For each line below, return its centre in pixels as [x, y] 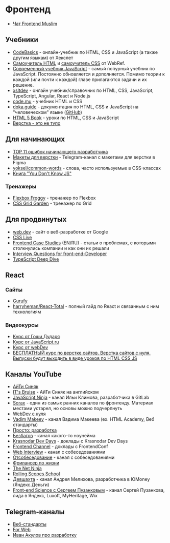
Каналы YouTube [34, 374]
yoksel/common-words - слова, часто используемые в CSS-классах [87, 168]
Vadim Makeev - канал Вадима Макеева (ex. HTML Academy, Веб [83, 419]
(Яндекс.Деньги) [31, 485]
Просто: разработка [35, 430]
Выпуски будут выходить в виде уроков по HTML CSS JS [75, 358]
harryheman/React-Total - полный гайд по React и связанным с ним [86, 306]
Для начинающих [35, 139]
